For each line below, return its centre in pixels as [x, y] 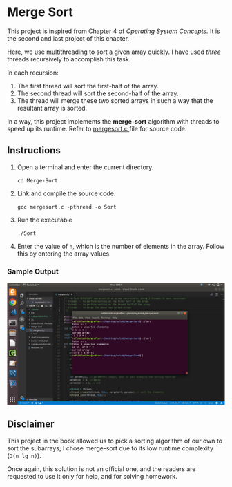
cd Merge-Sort [37, 180]
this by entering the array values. [64, 254]
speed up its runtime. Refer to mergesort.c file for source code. [97, 128]
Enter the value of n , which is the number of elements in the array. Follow [121, 246]
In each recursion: [33, 73]
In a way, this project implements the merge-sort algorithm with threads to [113, 121]
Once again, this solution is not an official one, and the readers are [101, 469]
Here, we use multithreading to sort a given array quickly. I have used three [114, 52]
